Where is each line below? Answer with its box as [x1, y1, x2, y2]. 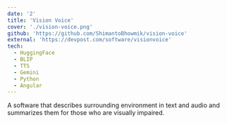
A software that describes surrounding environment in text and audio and [7, 101, 220, 109]
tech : [7, 43, 23, 50]
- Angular [13, 82, 42, 89]
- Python [13, 75, 39, 83]
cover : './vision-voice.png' [7, 23, 93, 30]
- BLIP [13, 56, 33, 63]
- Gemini [13, 69, 39, 76]
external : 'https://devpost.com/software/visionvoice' [7, 36, 172, 43]
